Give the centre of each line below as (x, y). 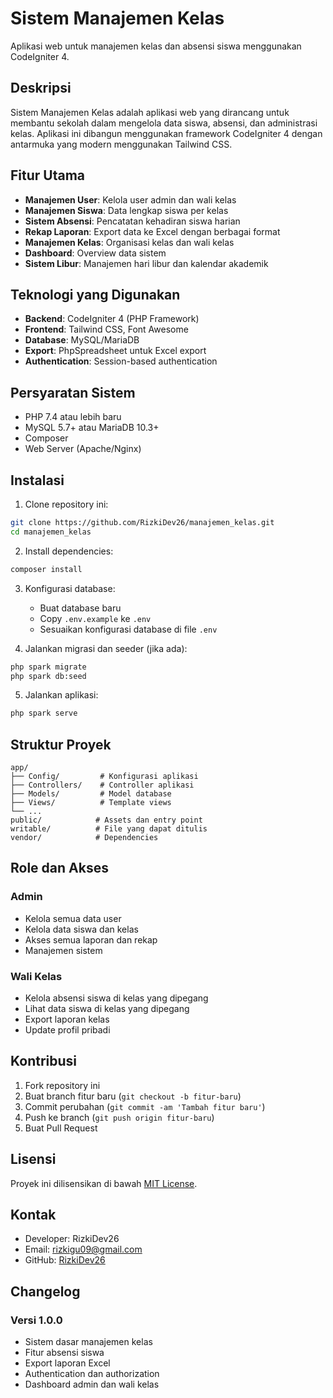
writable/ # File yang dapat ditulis (109, 829)
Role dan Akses (59, 868)
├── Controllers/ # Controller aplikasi (102, 785)
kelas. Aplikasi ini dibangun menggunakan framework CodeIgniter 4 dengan (166, 133)
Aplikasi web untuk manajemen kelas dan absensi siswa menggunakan (156, 46)
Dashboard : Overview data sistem (95, 253)
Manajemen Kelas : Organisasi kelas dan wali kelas (129, 242)
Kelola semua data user (73, 918)
